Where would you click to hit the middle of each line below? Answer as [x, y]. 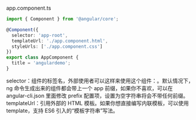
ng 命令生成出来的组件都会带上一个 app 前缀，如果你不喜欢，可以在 [90, 88]
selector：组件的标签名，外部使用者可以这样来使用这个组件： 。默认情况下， [100, 81]
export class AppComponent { [42, 58]
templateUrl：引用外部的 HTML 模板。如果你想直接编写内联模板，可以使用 [98, 103]
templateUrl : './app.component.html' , [60, 41]
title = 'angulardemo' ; [41, 63]
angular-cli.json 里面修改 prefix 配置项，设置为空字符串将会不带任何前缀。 [97, 96]
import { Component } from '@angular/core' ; [62, 19]
